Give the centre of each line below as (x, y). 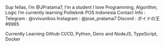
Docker (13, 39)
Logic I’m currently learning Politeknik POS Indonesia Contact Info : (75, 12)
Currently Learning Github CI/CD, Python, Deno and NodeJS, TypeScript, (81, 34)
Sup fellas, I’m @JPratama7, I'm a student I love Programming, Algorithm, (81, 7)
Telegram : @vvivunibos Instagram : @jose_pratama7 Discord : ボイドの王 (82, 18)
